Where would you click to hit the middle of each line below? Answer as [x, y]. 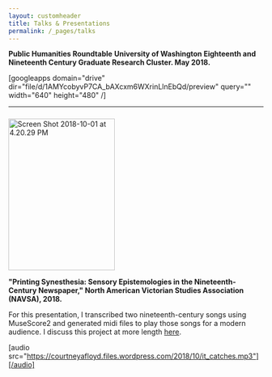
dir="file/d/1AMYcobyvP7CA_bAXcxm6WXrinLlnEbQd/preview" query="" [130, 87]
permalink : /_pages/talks [52, 31]
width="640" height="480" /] [57, 95]
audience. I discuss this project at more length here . [95, 332]
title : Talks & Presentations [59, 23]
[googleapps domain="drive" [57, 78]
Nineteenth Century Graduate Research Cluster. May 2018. [109, 62]
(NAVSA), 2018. [35, 299]
